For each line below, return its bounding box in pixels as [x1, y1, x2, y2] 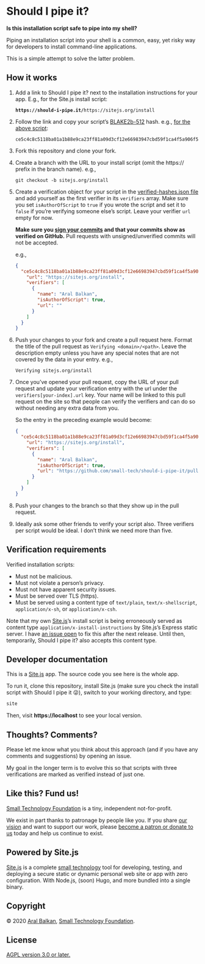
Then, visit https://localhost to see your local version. [6, 712, 142, 719]
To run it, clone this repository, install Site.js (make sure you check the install [6, 682, 199, 690]
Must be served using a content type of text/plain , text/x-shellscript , [15, 598, 197, 606]
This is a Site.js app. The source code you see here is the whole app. [6, 671, 179, 678]
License [6, 935, 37, 945]
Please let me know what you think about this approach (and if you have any [6, 746, 198, 753]
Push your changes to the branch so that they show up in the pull [15, 502, 179, 509]
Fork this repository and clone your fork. [15, 147, 117, 154]
